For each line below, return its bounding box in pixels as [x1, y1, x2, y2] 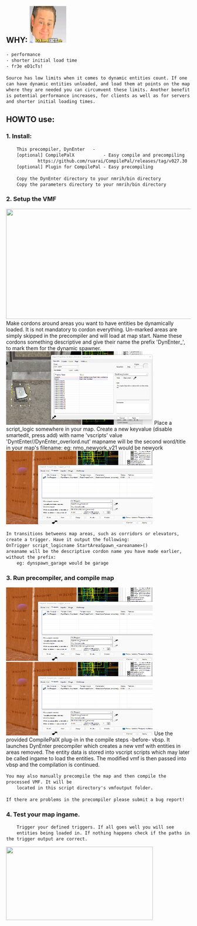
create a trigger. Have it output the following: [6, 536, 130, 542]
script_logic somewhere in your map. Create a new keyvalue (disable [6, 425, 172, 432]
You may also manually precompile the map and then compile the [6, 773, 167, 779]
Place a [154, 419, 172, 426]
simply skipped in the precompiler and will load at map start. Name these [6, 332, 182, 339]
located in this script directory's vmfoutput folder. [16, 785, 154, 791]
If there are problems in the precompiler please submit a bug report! [6, 797, 185, 803]
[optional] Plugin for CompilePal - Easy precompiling [16, 164, 154, 170]
